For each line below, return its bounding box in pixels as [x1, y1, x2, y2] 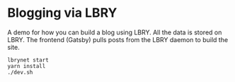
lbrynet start [7, 56, 50, 64]
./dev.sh [7, 69, 33, 76]
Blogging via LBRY [7, 5, 117, 21]
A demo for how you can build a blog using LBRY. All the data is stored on [7, 28, 222, 36]
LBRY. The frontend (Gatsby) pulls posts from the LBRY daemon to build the [7, 35, 229, 43]
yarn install [7, 62, 46, 69]
